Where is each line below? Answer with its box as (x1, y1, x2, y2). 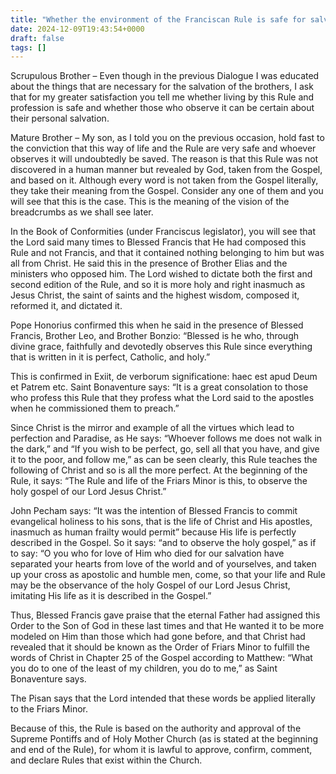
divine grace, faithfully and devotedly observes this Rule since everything (10, 341, 313, 353)
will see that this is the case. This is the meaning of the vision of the (10, 196, 290, 208)
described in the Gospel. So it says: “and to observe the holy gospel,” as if (10, 537, 317, 549)
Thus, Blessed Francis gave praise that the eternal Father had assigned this (10, 609, 321, 621)
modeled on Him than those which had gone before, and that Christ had (10, 631, 306, 643)
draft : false (10, 33, 65, 43)
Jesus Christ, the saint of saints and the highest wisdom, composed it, (10, 289, 300, 301)
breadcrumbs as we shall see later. (10, 206, 154, 218)
